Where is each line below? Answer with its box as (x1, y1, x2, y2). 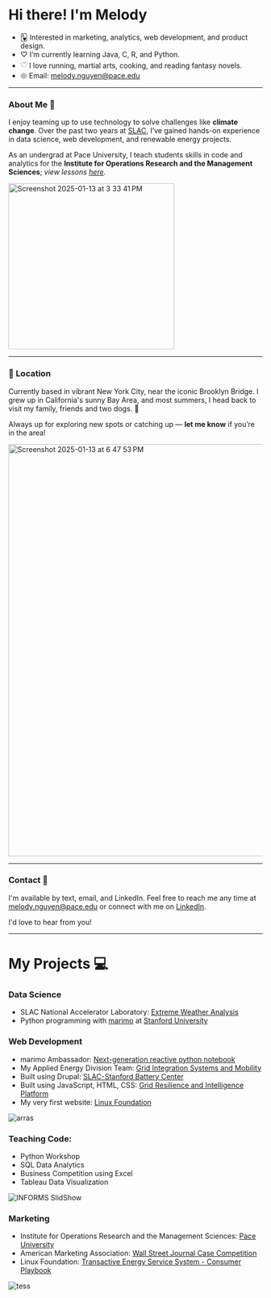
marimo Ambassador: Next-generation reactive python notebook (19, 1054, 236, 1064)
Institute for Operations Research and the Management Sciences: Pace (19, 1231, 256, 1241)
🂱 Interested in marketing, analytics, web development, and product (19, 32, 248, 42)
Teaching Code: (8, 1133, 73, 1144)
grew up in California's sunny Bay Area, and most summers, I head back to (8, 395, 256, 404)
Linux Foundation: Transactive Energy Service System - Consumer (19, 1257, 242, 1267)
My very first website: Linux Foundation (19, 1097, 152, 1107)
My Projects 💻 (8, 955, 109, 973)
